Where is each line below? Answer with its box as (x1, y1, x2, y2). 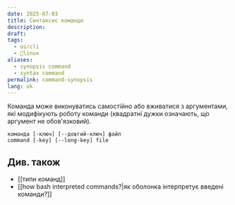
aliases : (7, 57, 33, 64)
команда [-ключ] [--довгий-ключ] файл (7, 131, 121, 138)
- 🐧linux (13, 50, 40, 57)
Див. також (7, 156, 61, 168)
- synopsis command (13, 63, 71, 70)
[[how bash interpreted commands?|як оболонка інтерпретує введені (17, 182, 224, 191)
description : (7, 23, 46, 30)
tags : (7, 37, 23, 44)
